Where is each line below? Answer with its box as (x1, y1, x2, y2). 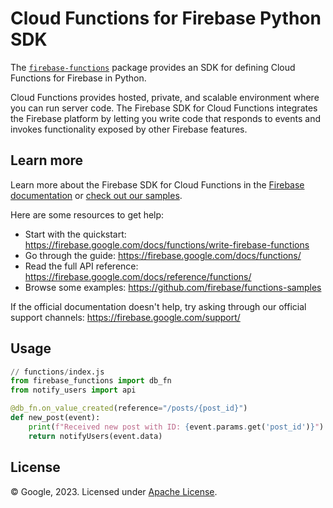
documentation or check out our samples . (10, 189, 183, 201)
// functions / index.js (10, 367, 105, 377)
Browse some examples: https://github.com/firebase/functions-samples (24, 281, 322, 293)
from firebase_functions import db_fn (10, 376, 172, 386)
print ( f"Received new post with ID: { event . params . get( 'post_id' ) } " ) (28, 422, 325, 432)
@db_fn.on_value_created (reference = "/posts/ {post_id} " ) (10, 403, 248, 414)
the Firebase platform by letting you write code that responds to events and (10, 112, 321, 124)
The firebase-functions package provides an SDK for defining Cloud (10, 61, 296, 73)
